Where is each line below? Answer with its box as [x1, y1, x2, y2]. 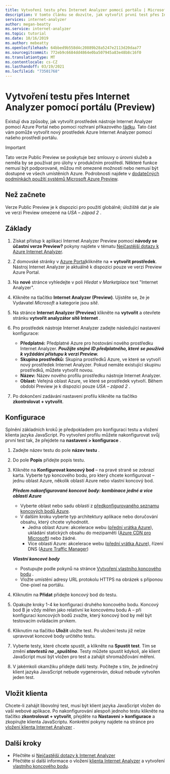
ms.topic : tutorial [5, 31, 47, 36]
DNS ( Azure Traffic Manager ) [27, 546, 89, 552]
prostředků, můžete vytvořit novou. [20, 367, 94, 373]
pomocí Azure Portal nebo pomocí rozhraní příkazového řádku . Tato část [5, 123, 157, 130]
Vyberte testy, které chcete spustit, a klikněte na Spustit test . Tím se [12, 643, 156, 649]
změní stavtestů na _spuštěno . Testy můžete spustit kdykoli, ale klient [12, 648, 160, 655]
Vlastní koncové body [12, 556, 60, 562]
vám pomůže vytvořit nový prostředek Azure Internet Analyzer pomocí [5, 129, 152, 135]
